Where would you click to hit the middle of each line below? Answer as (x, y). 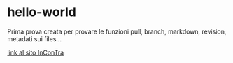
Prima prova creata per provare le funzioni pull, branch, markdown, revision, (117, 31)
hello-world (42, 12)
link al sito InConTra (36, 52)
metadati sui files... (34, 38)
